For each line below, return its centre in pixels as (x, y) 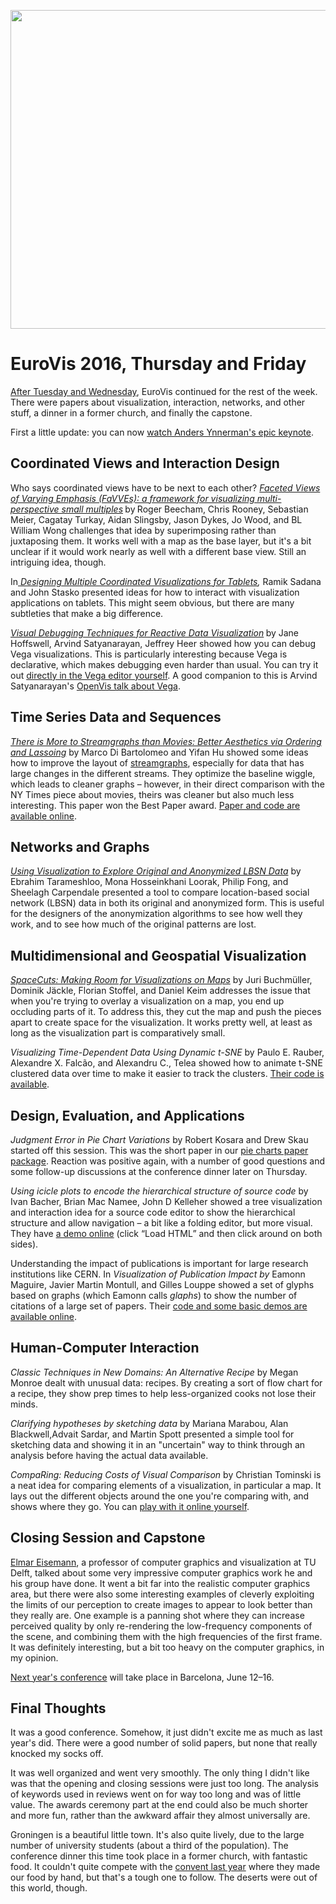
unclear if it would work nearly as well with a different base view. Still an (158, 551)
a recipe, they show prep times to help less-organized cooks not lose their (163, 1393)
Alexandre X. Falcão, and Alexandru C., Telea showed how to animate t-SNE (166, 1063)
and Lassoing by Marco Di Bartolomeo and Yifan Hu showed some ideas (159, 752)
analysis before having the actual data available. (109, 1455)
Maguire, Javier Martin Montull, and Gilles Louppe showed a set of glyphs (162, 1284)
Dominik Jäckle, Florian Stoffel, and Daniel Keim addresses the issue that (160, 991)
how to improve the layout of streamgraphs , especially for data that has (157, 762)
